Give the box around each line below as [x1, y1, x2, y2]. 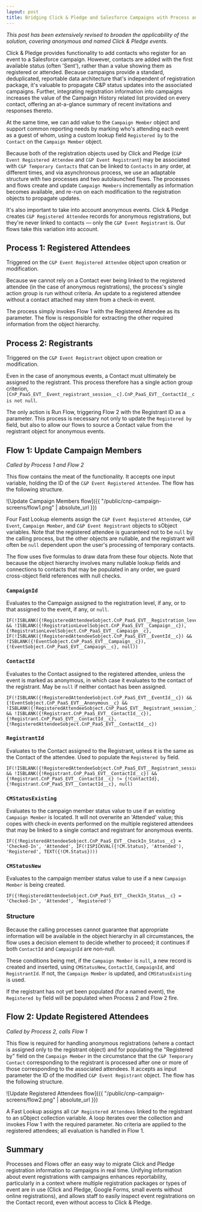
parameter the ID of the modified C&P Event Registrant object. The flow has [6, 1071, 195, 1079]
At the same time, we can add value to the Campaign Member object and [6, 118, 180, 126]
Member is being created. [6, 881, 66, 888]
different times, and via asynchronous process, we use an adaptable [6, 168, 176, 176]
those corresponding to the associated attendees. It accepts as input [6, 1065, 177, 1072]
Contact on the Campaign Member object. [6, 138, 103, 145]
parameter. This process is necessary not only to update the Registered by [6, 415, 192, 423]
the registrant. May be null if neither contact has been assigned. [6, 683, 167, 690]
